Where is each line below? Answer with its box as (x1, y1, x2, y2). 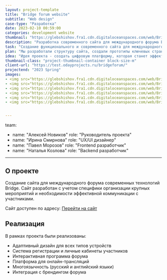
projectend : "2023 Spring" (5, 68, 61, 73)
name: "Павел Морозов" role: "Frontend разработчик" (12, 142, 127, 148)
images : (5, 72, 21, 77)
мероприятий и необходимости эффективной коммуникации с (5, 190, 139, 196)
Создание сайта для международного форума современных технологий (5, 180, 160, 186)
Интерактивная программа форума (12, 253, 88, 259)
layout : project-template (5, 7, 59, 12)
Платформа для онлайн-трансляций (12, 258, 89, 264)
